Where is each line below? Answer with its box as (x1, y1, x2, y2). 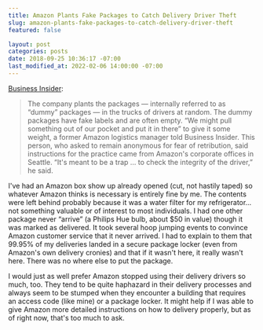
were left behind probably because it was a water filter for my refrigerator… (8, 197, 252, 207)
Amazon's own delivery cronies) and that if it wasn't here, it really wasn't (8, 247, 243, 257)
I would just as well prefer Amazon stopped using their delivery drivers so (8, 271, 246, 280)
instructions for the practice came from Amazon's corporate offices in (27, 148, 254, 158)
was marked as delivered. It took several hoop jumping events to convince (8, 222, 249, 232)
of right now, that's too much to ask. (8, 313, 125, 322)
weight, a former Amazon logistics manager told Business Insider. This (27, 132, 255, 141)
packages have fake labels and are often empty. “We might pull (27, 115, 232, 125)
